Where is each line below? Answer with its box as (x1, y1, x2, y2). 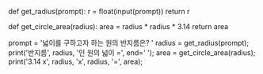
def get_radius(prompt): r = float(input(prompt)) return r (8, 7, 190, 16)
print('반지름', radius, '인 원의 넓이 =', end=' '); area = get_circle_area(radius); (8, 48, 256, 57)
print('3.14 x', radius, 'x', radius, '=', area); (8, 57, 143, 66)
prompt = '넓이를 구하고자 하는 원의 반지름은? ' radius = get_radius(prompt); (8, 39, 250, 47)
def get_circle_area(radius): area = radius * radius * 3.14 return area (8, 22, 229, 31)
